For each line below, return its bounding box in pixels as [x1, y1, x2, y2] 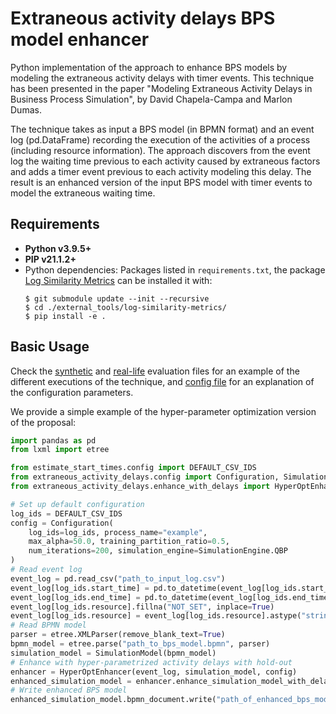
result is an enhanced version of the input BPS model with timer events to [10, 176, 313, 188]
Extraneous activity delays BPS [10, 7, 276, 30]
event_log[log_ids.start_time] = [10, 583, 150, 593]
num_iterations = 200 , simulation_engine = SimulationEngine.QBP [28, 546, 288, 556]
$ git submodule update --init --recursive [24, 293, 210, 304]
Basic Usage [10, 338, 90, 356]
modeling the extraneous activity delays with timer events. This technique [10, 72, 315, 84]
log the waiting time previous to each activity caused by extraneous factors [10, 155, 321, 167]
